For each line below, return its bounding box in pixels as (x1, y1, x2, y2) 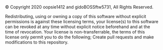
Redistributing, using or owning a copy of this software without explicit (5, 14, 146, 19)
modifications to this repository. (5, 39, 69, 45)
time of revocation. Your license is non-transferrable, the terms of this (5, 29, 145, 34)
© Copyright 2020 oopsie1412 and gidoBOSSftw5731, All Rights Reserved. (5, 4, 154, 10)
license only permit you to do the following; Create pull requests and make (5, 34, 154, 40)
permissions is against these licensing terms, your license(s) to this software (5, 19, 159, 24)
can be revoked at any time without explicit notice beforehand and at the (5, 24, 150, 30)
